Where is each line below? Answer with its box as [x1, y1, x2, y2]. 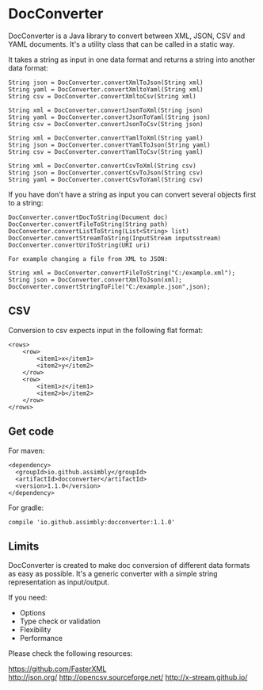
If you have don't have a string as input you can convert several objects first [8, 190, 257, 199]
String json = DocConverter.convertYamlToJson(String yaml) [8, 140, 212, 149]
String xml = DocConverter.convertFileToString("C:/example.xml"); [8, 269, 236, 277]
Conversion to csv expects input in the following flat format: [8, 325, 204, 335]
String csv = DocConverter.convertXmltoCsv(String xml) [8, 92, 196, 100]
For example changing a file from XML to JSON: [8, 255, 169, 263]
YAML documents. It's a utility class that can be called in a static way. [8, 39, 235, 48]
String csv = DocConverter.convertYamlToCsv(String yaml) [8, 148, 204, 155]
